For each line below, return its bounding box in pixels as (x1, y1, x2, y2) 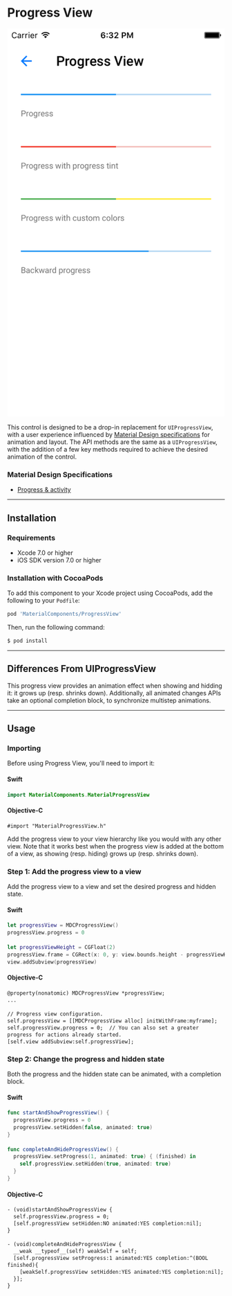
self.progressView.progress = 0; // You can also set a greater (7, 1024, 199, 1031)
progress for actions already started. (7, 1031, 122, 1038)
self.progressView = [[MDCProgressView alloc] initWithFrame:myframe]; (7, 1017, 217, 1024)
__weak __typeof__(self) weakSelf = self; (13, 1248, 137, 1255)
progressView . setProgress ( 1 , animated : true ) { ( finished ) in (13, 1153, 196, 1160)
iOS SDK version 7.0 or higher (17, 556, 101, 564)
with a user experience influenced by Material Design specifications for (7, 430, 211, 438)
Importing (7, 743, 41, 753)
